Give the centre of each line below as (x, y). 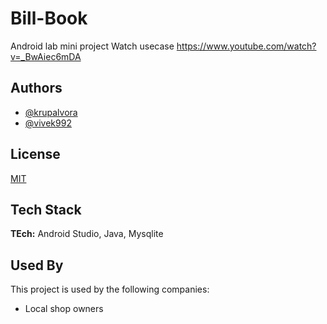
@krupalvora (51, 112)
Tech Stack (46, 209)
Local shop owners (64, 309)
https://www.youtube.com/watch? (246, 46)
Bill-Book (49, 18)
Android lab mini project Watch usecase (92, 46)
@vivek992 (48, 123)
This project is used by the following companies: (110, 289)
